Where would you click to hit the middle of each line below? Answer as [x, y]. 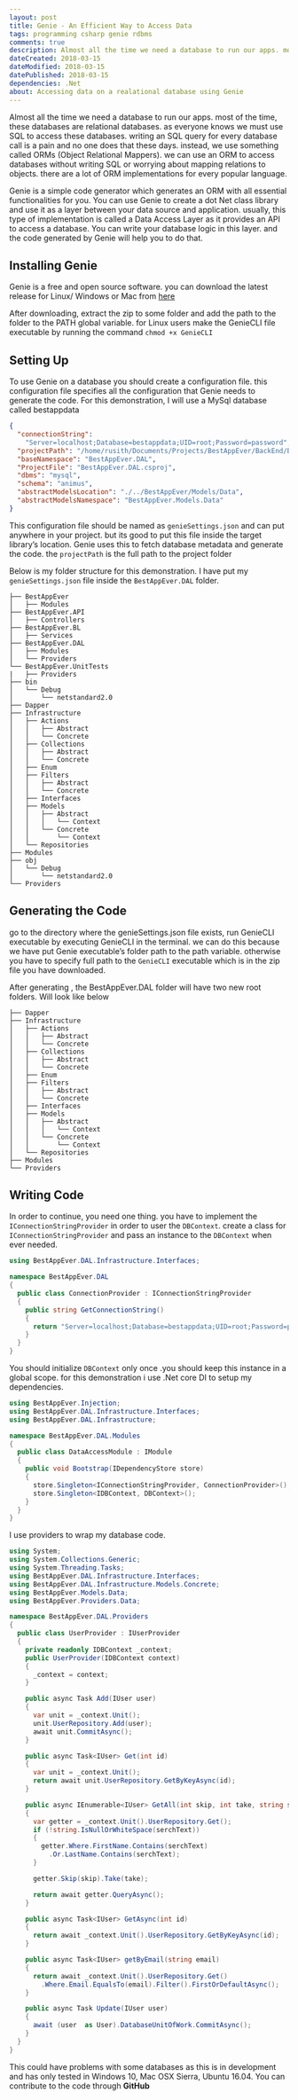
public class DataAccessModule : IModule [95, 1452]
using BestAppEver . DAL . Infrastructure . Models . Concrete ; [114, 1584]
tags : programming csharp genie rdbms [81, 34]
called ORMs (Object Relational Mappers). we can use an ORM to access [142, 154]
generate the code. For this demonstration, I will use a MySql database [138, 401]
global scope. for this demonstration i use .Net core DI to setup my [131, 1377]
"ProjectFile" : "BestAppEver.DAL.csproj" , [97, 467]
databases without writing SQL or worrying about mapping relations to [137, 164]
